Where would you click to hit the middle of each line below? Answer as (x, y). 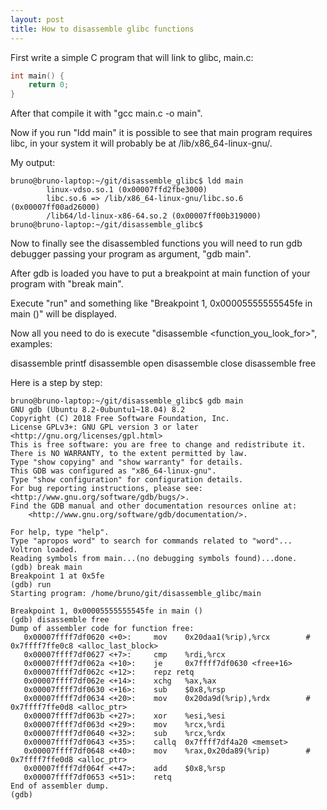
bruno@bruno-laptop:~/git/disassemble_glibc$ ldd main (127, 181)
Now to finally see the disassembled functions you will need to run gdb (156, 243)
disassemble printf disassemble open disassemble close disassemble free (163, 363)
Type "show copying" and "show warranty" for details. (127, 462)
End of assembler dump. (60, 786)
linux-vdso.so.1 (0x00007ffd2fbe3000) (127, 190)
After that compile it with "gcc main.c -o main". (106, 113)
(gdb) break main (46, 567)
